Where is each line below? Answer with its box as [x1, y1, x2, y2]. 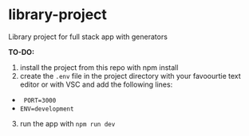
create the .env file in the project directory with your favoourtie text [19, 71, 241, 80]
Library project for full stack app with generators [8, 32, 168, 41]
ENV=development [19, 105, 74, 113]
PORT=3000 [23, 96, 57, 104]
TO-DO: [8, 47, 34, 56]
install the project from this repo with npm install [19, 62, 179, 72]
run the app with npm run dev [19, 119, 116, 128]
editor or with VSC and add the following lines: [19, 80, 173, 89]
